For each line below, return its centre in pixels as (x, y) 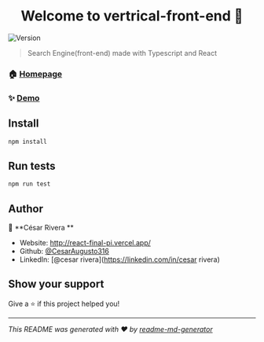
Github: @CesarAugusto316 (64, 251)
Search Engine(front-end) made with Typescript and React (122, 53)
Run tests (32, 165)
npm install (27, 142)
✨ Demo (24, 97)
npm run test (29, 184)
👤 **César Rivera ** (41, 227)
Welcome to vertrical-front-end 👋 (132, 16)
